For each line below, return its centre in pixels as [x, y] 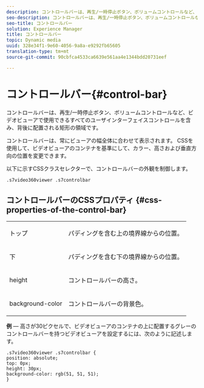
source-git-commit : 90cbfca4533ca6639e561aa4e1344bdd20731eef [87, 57]
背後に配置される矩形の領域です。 [59, 128]
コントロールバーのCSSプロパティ [70, 200]
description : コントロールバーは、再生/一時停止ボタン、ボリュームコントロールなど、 [102, 12]
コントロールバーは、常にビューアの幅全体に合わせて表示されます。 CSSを [100, 140]
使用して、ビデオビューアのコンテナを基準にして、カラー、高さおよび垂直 [99, 148]
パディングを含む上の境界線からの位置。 [125, 233]
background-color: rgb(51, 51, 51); [53, 374]
